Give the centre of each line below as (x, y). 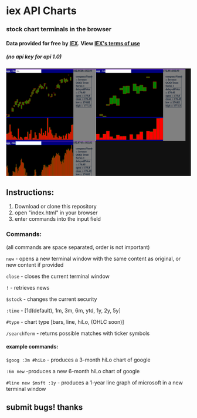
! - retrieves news (28, 287)
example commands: (32, 347)
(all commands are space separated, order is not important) (78, 247)
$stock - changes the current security (52, 299)
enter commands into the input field (58, 219)
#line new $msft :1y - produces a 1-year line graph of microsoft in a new (94, 382)
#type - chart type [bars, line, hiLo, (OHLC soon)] (65, 321)
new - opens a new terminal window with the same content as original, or (94, 258)
